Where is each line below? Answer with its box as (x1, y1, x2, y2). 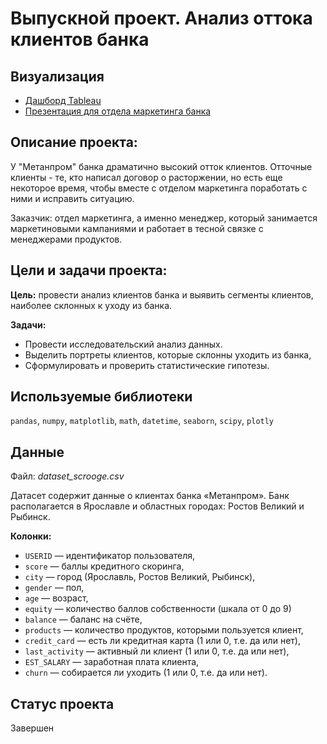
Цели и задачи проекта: (10, 262, 168, 279)
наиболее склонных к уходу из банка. (10, 299, 173, 311)
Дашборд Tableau (24, 95, 102, 106)
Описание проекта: (10, 134, 138, 151)
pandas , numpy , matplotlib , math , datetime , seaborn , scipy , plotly (10, 415, 275, 427)
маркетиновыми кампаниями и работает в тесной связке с (10, 222, 264, 234)
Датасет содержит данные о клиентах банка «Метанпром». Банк (10, 490, 290, 502)
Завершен (10, 722, 55, 734)
